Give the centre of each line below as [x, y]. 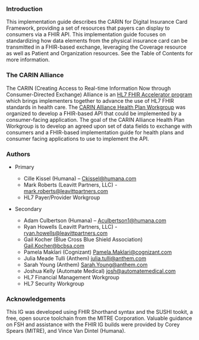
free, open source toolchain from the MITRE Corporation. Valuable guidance [99, 318]
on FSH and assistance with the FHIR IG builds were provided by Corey [93, 325]
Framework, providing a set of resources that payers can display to [88, 28]
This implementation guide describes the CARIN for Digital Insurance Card [97, 22]
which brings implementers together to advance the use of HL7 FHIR [90, 100]
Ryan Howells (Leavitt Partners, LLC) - [70, 226]
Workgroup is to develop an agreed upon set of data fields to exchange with [99, 126]
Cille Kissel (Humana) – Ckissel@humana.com [80, 178]
